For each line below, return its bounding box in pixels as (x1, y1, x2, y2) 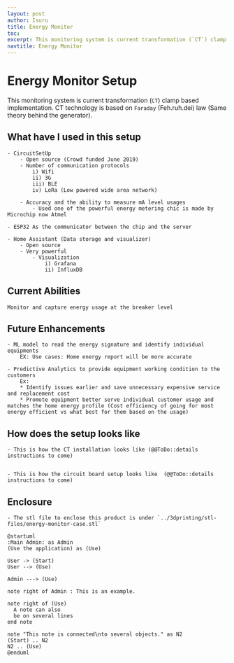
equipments (7, 347, 39, 354)
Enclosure (7, 496, 52, 508)
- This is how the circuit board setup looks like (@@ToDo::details (7, 470, 214, 478)
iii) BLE (32, 180, 58, 188)
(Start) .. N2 (7, 637, 49, 644)
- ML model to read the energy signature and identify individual (7, 341, 205, 349)
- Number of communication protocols (20, 162, 130, 169)
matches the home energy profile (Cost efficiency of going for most (7, 403, 214, 410)
